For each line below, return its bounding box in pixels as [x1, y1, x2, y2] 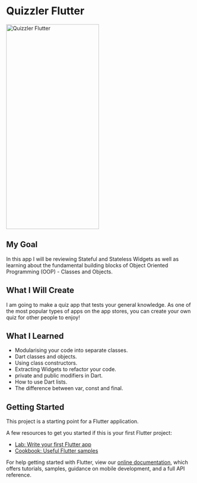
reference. [6, 472, 31, 479]
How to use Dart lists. [14, 378, 68, 385]
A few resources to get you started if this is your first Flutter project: [6, 429, 172, 437]
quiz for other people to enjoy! [6, 314, 80, 321]
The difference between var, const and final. [14, 385, 123, 392]
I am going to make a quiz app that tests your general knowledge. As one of [6, 301, 191, 308]
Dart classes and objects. [14, 353, 77, 360]
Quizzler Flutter [6, 4, 85, 18]
